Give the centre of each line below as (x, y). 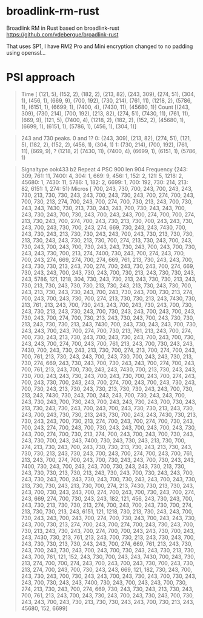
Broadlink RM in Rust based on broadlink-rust (63, 28)
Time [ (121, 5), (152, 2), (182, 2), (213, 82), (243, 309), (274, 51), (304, (108, 94)
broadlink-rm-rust (53, 11)
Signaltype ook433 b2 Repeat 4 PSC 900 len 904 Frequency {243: (104, 169)
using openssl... (26, 52)
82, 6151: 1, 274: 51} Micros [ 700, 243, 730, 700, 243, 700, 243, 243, (107, 188)
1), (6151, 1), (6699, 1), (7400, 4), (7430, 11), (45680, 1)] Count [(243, (105, 107)
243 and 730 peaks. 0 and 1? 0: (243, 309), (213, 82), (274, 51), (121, (106, 138)
